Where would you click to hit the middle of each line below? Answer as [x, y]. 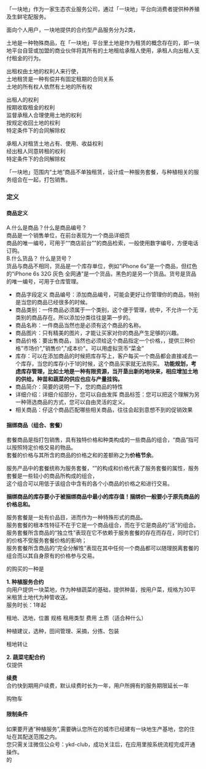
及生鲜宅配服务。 [28, 17]
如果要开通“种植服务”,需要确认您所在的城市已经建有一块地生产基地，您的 [98, 729]
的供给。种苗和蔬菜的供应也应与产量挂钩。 [69, 379]
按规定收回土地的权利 [33, 123]
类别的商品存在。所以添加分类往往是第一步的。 [74, 318]
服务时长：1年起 [26, 605]
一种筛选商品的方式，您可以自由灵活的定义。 [72, 402]
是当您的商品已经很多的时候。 [53, 302]
